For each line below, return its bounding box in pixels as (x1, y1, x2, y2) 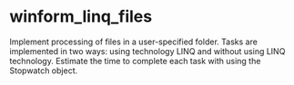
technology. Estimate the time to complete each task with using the (9, 55, 261, 66)
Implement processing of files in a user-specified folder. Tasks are (9, 36, 258, 47)
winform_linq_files (9, 6, 153, 27)
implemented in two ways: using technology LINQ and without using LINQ (9, 45, 286, 56)
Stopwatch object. (9, 65, 78, 76)
